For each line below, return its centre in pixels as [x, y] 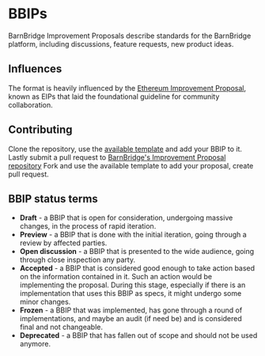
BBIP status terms [53, 199]
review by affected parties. [63, 243]
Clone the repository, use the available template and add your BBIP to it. [125, 149]
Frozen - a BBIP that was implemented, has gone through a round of [131, 310]
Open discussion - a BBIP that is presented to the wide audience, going [137, 252]
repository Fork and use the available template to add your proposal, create [131, 165]
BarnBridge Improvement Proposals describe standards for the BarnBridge [130, 36]
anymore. [35, 344]
